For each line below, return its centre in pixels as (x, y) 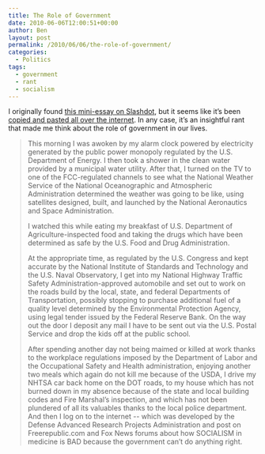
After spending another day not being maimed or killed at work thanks (141, 350)
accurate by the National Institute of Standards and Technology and (138, 267)
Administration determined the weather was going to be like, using (136, 194)
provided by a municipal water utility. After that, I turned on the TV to (139, 169)
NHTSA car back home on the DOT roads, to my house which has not (141, 383)
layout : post (30, 38)
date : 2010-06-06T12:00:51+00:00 (63, 23)
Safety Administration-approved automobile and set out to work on (136, 284)
